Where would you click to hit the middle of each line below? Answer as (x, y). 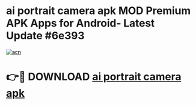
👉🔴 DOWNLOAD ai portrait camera (94, 77)
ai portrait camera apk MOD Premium (99, 11)
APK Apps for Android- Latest (80, 23)
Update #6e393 (45, 36)
